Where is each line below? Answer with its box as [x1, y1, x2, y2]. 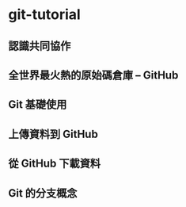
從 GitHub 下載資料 [8, 157, 101, 171]
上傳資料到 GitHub [8, 127, 99, 140]
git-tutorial [8, 6, 81, 24]
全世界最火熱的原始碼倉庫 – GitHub [8, 68, 179, 82]
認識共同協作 [8, 39, 71, 52]
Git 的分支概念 [8, 186, 78, 200]
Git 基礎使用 [8, 98, 67, 112]
